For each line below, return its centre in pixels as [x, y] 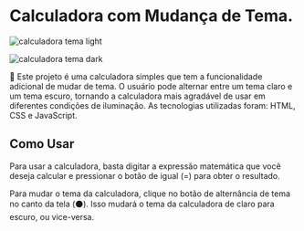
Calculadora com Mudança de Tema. [152, 16]
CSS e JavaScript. [43, 115]
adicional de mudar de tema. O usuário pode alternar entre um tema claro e [151, 86]
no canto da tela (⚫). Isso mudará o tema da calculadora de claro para [142, 204]
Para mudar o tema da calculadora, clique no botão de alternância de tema [150, 194]
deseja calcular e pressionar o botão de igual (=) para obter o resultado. [145, 175]
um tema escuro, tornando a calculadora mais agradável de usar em [138, 96]
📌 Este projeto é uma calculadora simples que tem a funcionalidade [136, 76]
